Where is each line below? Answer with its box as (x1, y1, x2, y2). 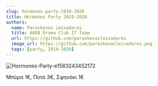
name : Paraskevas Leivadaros (11, 24, 82, 31)
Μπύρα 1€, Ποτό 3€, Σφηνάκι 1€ (6, 73, 85, 80)
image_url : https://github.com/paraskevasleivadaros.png (11, 41, 153, 47)
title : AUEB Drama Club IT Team (11, 30, 90, 36)
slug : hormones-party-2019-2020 (6, 8, 85, 15)
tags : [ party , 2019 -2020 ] (11, 46, 75, 52)
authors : (6, 19, 27, 25)
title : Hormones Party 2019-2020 (6, 14, 87, 20)
